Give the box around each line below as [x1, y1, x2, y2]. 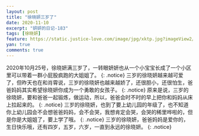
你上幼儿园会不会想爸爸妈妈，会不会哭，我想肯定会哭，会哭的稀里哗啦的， [6, 108, 188, 115]
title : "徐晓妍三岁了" [6, 14, 57, 20]
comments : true [6, 47, 44, 53]
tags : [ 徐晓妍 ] [6, 31, 41, 37]
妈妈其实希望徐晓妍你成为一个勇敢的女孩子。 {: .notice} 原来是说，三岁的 [11, 86, 189, 93]
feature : [6, 36, 28, 42]
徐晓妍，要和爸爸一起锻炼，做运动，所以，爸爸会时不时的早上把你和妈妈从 [6, 93, 188, 101]
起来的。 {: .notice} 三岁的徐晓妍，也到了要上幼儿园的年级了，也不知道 [16, 101, 189, 108]
